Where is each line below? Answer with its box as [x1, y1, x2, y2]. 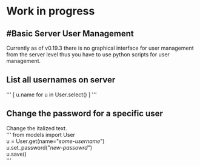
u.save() [6, 150, 27, 158]
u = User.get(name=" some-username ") [6, 138, 105, 145]
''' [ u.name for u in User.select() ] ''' [6, 91, 97, 98]
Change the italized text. [6, 124, 67, 131]
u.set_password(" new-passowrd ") [6, 144, 93, 151]
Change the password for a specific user [6, 108, 164, 119]
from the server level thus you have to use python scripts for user [6, 51, 170, 58]
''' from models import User [6, 131, 76, 138]
